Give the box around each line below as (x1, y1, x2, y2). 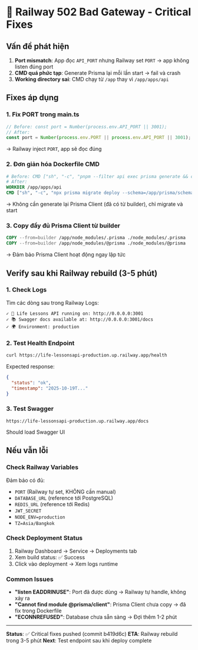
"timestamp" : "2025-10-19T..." (11, 385, 88, 391)
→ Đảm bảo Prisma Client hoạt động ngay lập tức (6, 251, 126, 258)
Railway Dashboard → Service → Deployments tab (14, 547, 137, 555)
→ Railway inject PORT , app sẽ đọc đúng (6, 146, 102, 153)
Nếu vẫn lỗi (6, 446, 48, 456)
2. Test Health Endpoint (6, 339, 75, 347)
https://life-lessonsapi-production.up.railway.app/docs (6, 418, 149, 424)
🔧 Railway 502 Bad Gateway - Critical (6, 5, 192, 19)
